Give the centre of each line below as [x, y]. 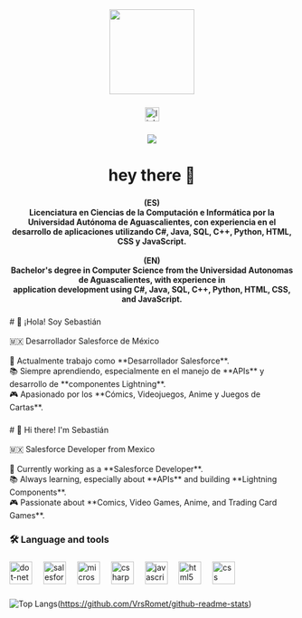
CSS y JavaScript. [152, 241]
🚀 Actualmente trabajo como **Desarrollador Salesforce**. [119, 361]
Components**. [38, 492]
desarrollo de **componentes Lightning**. [88, 383]
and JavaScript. [152, 299]
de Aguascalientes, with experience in [152, 279]
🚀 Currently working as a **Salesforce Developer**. [106, 468]
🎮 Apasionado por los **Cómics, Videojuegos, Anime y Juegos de [135, 394]
